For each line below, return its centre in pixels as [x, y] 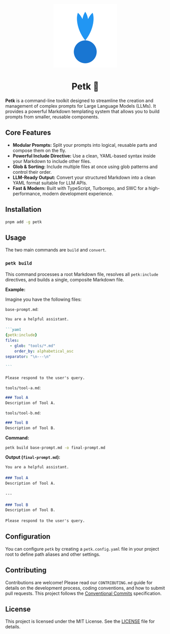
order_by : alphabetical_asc [44, 351]
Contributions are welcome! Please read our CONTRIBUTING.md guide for [79, 582]
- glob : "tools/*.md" [33, 346]
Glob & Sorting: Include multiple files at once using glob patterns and [85, 167]
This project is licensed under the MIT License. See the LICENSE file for [80, 621]
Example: [15, 289]
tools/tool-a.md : [23, 388]
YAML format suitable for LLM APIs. [50, 183]
